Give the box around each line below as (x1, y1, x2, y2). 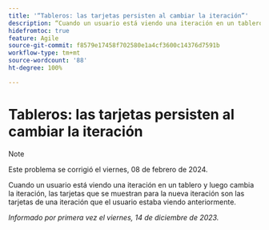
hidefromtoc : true (8, 26, 70, 34)
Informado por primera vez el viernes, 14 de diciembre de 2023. (8, 212, 219, 222)
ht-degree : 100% (8, 64, 62, 72)
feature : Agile (8, 34, 59, 42)
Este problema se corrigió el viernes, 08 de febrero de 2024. (8, 164, 208, 174)
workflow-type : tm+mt (8, 49, 81, 57)
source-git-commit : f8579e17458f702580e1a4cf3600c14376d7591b (8, 42, 220, 50)
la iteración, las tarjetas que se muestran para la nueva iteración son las (8, 188, 245, 198)
